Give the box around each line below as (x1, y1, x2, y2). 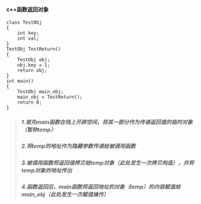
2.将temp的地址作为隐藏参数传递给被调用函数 (21, 142, 136, 150)
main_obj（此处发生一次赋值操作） (21, 191, 109, 198)
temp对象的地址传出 (21, 166, 72, 174)
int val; (17, 35, 39, 42)
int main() (6, 78, 34, 85)
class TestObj (6, 19, 43, 26)
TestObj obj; (17, 57, 50, 63)
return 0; (17, 99, 43, 106)
